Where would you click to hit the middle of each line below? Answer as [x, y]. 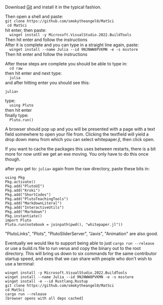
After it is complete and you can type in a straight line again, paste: [72, 45]
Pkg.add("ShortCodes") [28, 195]
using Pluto [22, 105]
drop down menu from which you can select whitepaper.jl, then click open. [80, 139]
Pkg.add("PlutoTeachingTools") [37, 199]
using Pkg [15, 178]
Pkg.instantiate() [24, 216]
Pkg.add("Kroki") [23, 190]
